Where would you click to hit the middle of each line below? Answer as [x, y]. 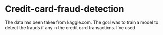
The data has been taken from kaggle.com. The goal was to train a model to [82, 22]
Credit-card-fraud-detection [65, 9]
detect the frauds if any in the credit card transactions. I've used [70, 27]
